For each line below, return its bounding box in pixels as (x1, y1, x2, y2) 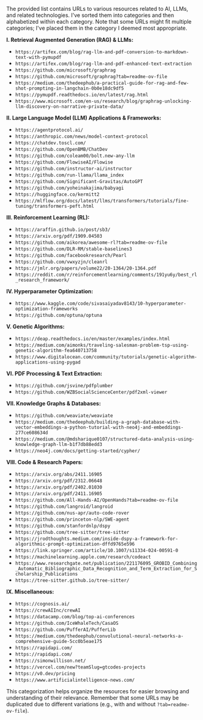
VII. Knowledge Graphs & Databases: (6, 400, 101, 407)
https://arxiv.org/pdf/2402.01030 (15, 484, 102, 490)
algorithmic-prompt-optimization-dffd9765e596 (15, 541, 135, 547)
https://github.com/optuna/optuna (15, 312, 102, 318)
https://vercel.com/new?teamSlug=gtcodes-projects (15, 664, 146, 670)
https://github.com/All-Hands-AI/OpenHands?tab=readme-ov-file (15, 497, 179, 503)
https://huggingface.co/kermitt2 (15, 192, 100, 198)
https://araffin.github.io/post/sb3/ (15, 227, 111, 233)
